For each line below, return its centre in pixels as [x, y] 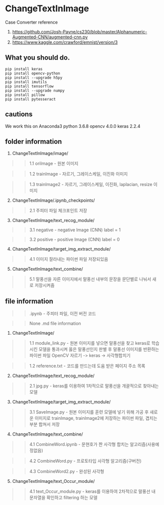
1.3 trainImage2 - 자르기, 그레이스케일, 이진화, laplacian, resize [91, 185]
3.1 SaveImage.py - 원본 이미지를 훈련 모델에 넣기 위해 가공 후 [89, 412]
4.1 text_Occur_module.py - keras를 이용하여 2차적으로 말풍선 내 [92, 491]
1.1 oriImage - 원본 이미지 [54, 163]
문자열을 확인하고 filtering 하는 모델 [63, 498]
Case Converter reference [31, 22]
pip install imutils [26, 82]
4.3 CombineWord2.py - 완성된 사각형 [67, 472]
